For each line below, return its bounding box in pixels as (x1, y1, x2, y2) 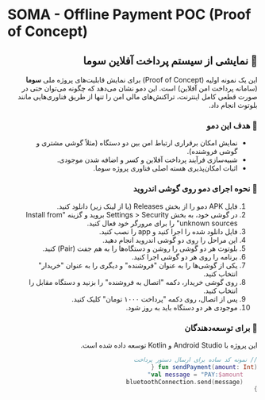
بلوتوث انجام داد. (208, 101, 258, 110)
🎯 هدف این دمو (206, 120, 258, 131)
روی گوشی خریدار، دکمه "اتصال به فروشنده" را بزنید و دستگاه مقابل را (29, 277, 238, 287)
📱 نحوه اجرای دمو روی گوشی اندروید (132, 183, 258, 194)
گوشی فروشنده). (186, 147, 238, 156)
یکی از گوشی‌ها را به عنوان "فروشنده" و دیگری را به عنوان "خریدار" (38, 260, 238, 270)
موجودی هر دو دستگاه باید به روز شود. (125, 302, 238, 312)
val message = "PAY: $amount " (147, 371, 244, 379)
